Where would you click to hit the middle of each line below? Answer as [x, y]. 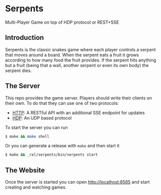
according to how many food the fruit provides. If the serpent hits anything [81, 60]
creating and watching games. [36, 187]
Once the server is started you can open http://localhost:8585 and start [78, 182]
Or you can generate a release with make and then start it [62, 146]
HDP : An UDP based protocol [42, 118]
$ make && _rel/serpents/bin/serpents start [51, 155]
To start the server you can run [36, 127]
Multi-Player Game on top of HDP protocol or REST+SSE [62, 22]
